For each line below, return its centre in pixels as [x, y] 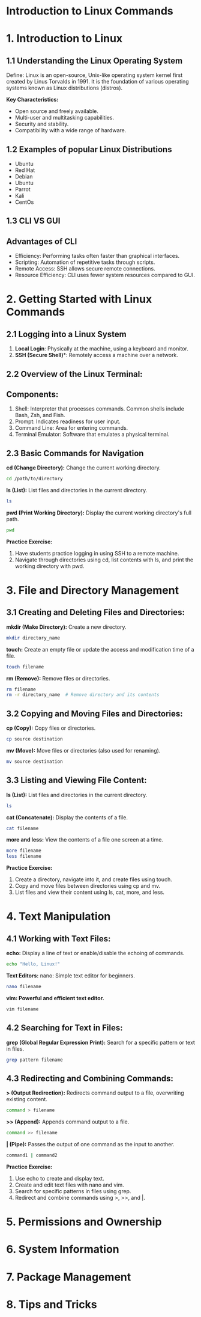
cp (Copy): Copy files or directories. [51, 728]
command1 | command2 [32, 1155]
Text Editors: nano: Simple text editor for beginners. [70, 976]
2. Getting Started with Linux [79, 299]
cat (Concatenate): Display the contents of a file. [67, 817]
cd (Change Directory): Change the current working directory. [83, 468]
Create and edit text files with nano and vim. [69, 1185]
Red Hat [25, 170]
